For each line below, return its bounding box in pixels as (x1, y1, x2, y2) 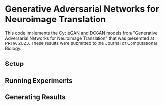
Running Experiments (5, 76, 73, 85)
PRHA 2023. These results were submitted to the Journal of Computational (5, 40, 157, 46)
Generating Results (5, 93, 66, 101)
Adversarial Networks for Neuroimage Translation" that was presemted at (5, 35, 154, 41)
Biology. (5, 45, 22, 51)
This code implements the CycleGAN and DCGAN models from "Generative (5, 30, 158, 36)
